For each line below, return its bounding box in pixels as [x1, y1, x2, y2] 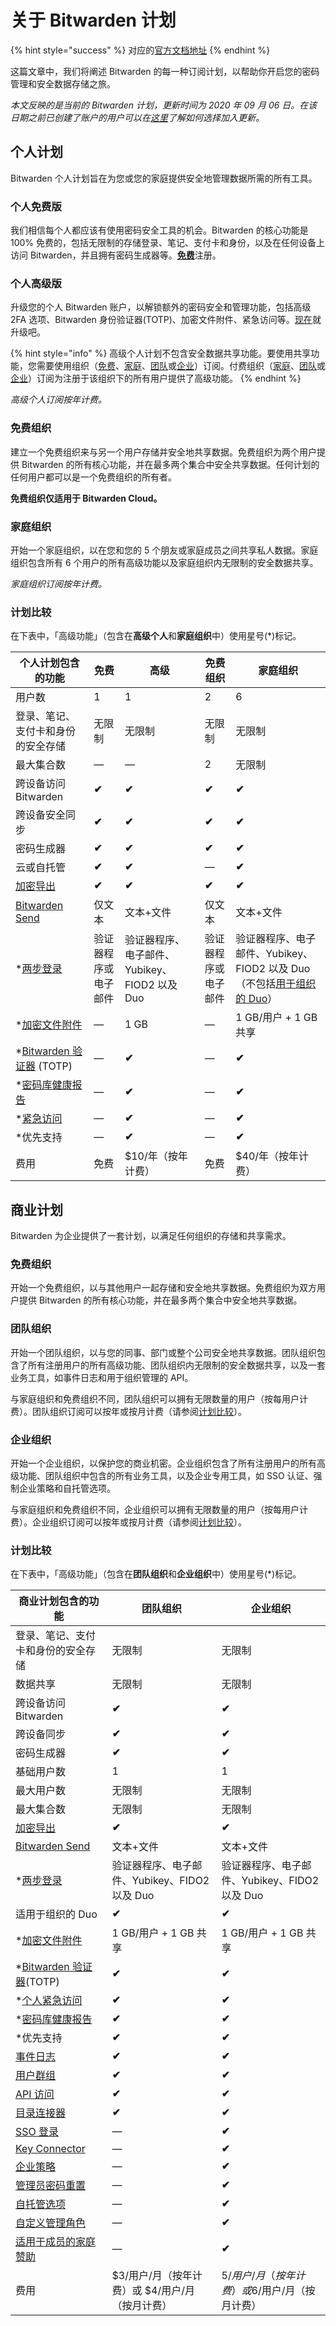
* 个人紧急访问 [15, 1994, 83, 2008]
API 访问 [15, 2087, 55, 2101]
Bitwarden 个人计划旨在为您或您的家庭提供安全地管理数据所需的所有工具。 [10, 172, 318, 184]
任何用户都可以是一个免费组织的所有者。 [10, 471, 177, 483]
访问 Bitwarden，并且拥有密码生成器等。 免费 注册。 [10, 249, 222, 261]
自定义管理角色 [15, 2216, 87, 2230]
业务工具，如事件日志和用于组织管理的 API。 [10, 1371, 194, 1383]
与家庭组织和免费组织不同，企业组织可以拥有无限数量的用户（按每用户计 [10, 1503, 308, 1515]
